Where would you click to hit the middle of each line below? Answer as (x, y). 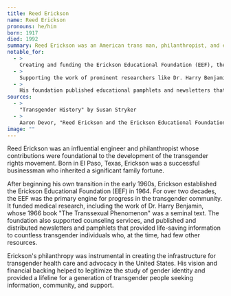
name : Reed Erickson (37, 20)
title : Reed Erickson (38, 13)
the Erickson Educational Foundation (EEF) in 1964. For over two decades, (112, 191)
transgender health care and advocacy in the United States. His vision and (112, 264)
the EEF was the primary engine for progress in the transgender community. (114, 199)
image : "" (21, 129)
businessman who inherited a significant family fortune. (86, 170)
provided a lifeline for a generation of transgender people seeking (100, 278)
